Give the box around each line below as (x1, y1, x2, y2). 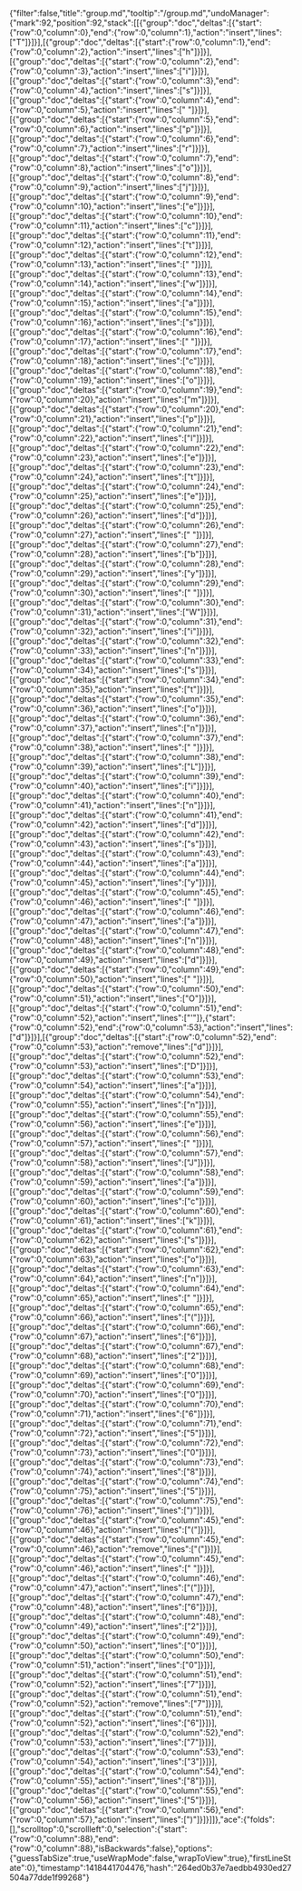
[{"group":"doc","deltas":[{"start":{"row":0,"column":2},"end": (9, 56, 239, 66)
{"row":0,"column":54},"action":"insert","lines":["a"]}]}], (9, 1080, 218, 1090)
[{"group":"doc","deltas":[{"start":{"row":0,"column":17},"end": (9, 345, 243, 356)
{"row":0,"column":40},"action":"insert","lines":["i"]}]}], (9, 781, 215, 791)
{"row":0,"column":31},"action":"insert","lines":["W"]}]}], (9, 606, 219, 617)
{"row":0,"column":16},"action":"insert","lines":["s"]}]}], (9, 317, 215, 327)
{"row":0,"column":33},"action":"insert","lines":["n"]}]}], (9, 645, 218, 655)
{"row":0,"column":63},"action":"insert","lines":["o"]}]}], (9, 1254, 218, 1265)
